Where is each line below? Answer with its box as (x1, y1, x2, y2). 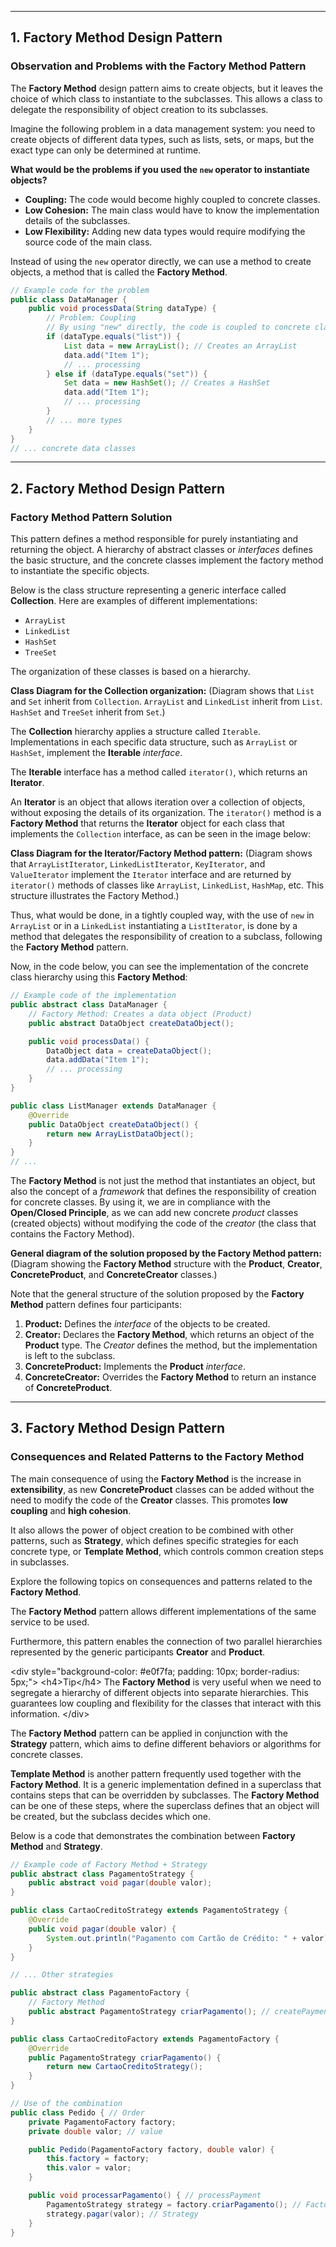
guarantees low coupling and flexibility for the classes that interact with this (10, 1697, 322, 1709)
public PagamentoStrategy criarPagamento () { (28, 2052, 222, 2063)
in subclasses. (10, 1556, 70, 1568)
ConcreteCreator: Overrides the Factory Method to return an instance (24, 1371, 317, 1383)
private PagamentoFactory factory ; (28, 2117, 177, 2127)
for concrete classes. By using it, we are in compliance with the (10, 1196, 271, 1208)
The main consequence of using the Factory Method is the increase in (10, 1472, 302, 1485)
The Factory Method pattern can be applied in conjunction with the (10, 1727, 288, 1739)
